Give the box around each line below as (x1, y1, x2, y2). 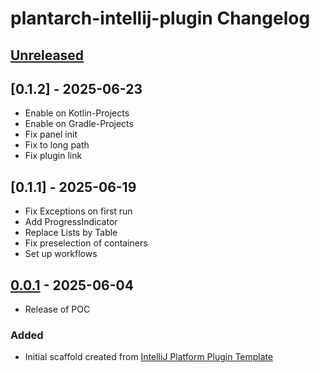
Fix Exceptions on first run (24, 205, 133, 217)
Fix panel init (24, 128, 78, 141)
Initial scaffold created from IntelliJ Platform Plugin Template (24, 351, 274, 363)
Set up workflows (24, 248, 98, 260)
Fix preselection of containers (24, 237, 148, 249)
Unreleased (10, 47, 85, 64)
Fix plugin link (24, 150, 83, 162)
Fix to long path (24, 139, 90, 151)
